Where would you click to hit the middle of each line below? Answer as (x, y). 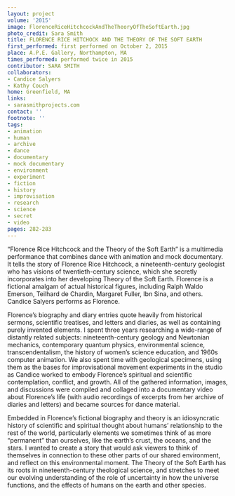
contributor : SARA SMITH (43, 66)
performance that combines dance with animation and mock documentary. (115, 256)
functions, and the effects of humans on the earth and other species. (107, 485)
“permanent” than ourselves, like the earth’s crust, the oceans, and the (109, 440)
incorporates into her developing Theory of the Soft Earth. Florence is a (110, 279)
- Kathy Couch (28, 86)
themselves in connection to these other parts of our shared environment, (114, 455)
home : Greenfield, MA (39, 92)
